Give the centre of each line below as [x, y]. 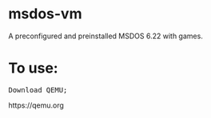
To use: [33, 68]
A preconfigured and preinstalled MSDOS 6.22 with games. [106, 36]
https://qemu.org [36, 105]
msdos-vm [45, 14]
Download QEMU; [38, 90]
